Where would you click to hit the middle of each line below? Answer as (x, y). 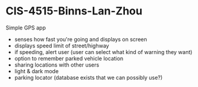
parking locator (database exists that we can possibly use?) (88, 77)
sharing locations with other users (57, 65)
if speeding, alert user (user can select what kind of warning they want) (103, 52)
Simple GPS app (26, 28)
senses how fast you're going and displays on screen (81, 39)
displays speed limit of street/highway (62, 46)
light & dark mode (36, 71)
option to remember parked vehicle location (69, 58)
